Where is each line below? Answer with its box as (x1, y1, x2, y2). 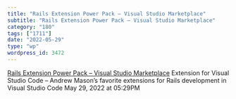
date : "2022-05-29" (7, 37, 65, 44)
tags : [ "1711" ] (7, 29, 52, 37)
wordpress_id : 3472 (7, 50, 65, 57)
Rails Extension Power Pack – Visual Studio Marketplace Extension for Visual (7, 68, 230, 77)
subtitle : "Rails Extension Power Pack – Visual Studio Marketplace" (7, 17, 216, 24)
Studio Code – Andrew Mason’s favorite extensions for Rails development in (7, 76, 227, 84)
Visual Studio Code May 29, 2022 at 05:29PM (7, 84, 141, 92)
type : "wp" (7, 43, 39, 50)
